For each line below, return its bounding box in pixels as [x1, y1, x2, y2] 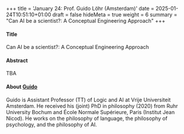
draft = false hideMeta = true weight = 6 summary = [52, 11, 178, 18]
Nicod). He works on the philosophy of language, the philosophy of [6, 115, 168, 122]
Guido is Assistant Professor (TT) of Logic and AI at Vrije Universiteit [6, 96, 171, 103]
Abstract [6, 57, 28, 64]
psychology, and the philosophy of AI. [6, 121, 98, 128]
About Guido [6, 83, 38, 90]
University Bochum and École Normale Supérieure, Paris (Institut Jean [6, 108, 175, 115]
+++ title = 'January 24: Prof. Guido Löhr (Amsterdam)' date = [6, 5, 155, 12]
